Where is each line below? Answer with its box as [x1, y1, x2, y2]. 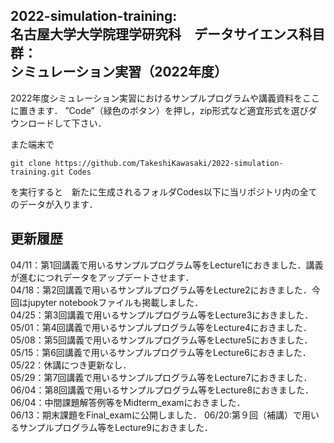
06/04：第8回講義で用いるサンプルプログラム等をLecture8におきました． [10, 384, 315, 396]
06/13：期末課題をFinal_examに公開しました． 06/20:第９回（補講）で [10, 409, 302, 421]
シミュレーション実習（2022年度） [10, 64, 228, 81]
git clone [10, 158, 52, 168]
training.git [10, 167, 65, 177]
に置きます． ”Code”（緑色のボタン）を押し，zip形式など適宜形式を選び [10, 104, 309, 116]
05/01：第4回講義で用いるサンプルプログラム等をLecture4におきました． [10, 321, 313, 333]
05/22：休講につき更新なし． [10, 359, 132, 371]
